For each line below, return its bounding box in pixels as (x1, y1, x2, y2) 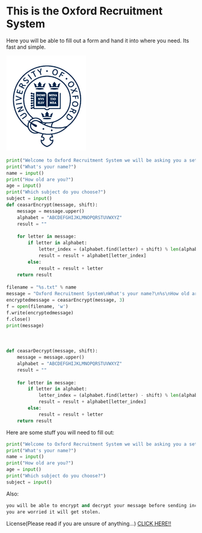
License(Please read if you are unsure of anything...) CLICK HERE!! (6, 520, 171, 527)
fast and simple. (6, 43, 46, 51)
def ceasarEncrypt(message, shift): (6, 202, 98, 208)
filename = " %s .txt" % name (6, 284, 77, 290)
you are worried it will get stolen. (6, 509, 101, 515)
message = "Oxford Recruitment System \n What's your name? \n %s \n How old (6, 291, 189, 297)
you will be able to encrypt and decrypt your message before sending (6, 502, 187, 508)
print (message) (6, 322, 44, 329)
